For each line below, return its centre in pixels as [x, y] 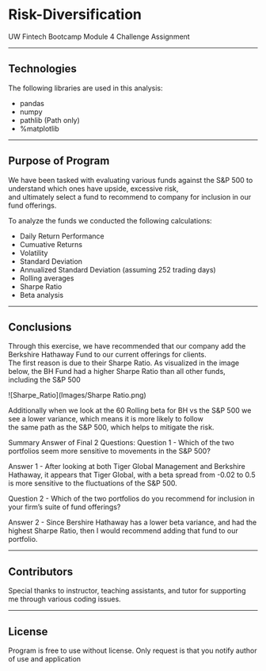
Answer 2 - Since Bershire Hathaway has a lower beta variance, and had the [133, 522]
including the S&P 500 [44, 380]
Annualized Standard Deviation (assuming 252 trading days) [118, 269]
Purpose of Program [59, 161]
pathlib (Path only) [50, 120]
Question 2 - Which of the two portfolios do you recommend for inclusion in [131, 499]
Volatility [34, 253]
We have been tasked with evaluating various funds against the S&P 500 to [131, 180]
